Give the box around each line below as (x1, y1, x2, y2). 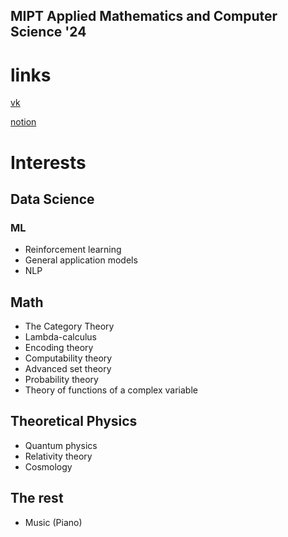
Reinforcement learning (24, 244, 122, 256)
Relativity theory (24, 450, 93, 462)
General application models (24, 254, 138, 266)
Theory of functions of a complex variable (24, 384, 198, 396)
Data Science (10, 190, 95, 208)
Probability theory (24, 374, 99, 386)
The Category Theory (24, 320, 115, 333)
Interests (10, 151, 87, 174)
